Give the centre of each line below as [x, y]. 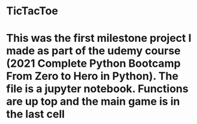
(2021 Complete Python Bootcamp [93, 63]
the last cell [35, 114]
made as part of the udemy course [93, 51]
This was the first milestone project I [99, 38]
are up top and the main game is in [93, 102]
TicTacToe [32, 11]
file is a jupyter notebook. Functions [97, 89]
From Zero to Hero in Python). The [92, 76]
